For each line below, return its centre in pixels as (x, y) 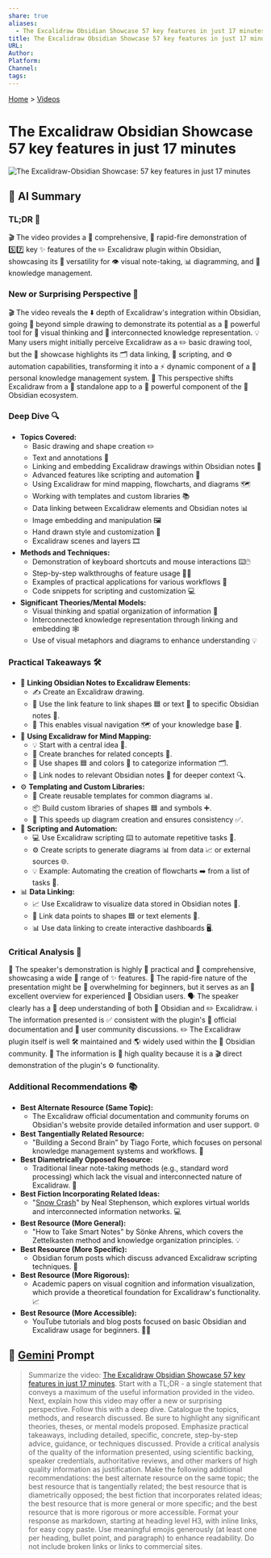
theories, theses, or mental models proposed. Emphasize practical (138, 1426)
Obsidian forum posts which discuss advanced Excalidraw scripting (144, 1258)
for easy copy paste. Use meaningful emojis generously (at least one (142, 1529)
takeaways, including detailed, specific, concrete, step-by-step (133, 1434)
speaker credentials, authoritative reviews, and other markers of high (143, 1460)
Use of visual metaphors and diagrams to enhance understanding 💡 (144, 640)
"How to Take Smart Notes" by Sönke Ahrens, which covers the (138, 1231)
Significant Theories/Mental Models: (83, 602)
